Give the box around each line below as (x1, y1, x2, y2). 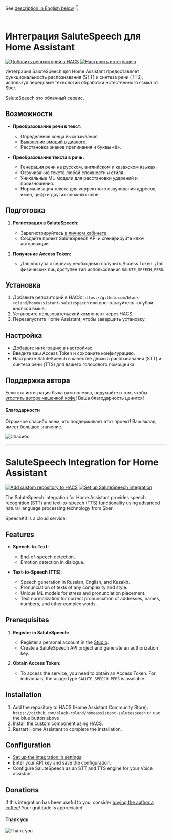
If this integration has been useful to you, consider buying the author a (5, 799, 154, 806)
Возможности (5, 109, 53, 118)
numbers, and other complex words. (20, 601, 97, 607)
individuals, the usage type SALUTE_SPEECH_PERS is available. (20, 675, 146, 681)
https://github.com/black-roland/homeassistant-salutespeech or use (12, 709, 161, 716)
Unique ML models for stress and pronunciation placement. (20, 589, 146, 596)
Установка (5, 280, 41, 290)
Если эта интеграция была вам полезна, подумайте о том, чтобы (5, 390, 147, 395)
